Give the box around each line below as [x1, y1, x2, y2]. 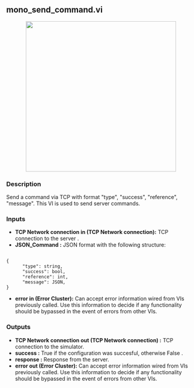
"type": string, [22, 263, 63, 269]
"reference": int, [22, 274, 68, 280]
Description [6, 180, 41, 188]
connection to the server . [14, 235, 79, 242]
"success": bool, [22, 269, 66, 275]
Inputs [6, 215, 26, 223]
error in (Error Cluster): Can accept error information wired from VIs [14, 295, 184, 303]
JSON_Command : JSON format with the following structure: [14, 241, 166, 248]
